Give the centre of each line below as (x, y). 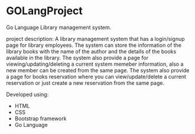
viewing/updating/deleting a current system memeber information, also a (95, 64)
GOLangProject (44, 11)
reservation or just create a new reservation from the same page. (85, 83)
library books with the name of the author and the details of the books (91, 51)
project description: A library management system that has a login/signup (95, 39)
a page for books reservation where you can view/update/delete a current (96, 76)
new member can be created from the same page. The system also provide (98, 70)
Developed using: (27, 94)
